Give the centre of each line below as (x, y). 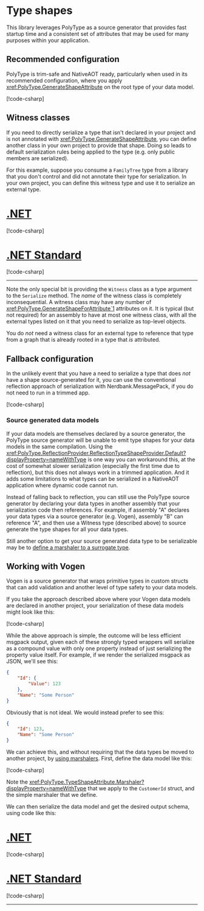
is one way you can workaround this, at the (141, 459)
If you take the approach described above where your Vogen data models (98, 599)
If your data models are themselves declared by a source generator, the (96, 433)
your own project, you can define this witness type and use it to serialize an (101, 183)
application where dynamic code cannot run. (62, 485)
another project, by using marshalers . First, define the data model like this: (99, 759)
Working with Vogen (46, 566)
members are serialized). (37, 158)
